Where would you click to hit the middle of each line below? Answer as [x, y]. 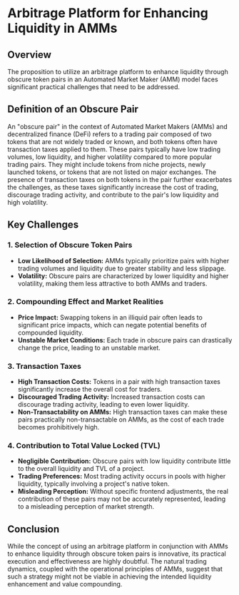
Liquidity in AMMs [62, 28]
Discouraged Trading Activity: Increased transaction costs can [111, 397]
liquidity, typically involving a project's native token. [93, 484]
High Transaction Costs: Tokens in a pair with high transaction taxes [119, 382]
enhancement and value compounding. [65, 584]
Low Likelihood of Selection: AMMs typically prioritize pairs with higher [123, 260]
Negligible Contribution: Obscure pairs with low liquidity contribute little [124, 461]
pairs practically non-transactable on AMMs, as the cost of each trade [121, 419]
